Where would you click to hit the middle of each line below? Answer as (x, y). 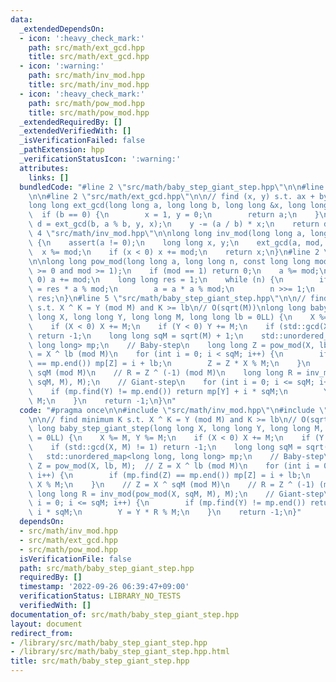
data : (21, 19)
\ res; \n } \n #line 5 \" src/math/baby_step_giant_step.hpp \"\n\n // (167, 299)
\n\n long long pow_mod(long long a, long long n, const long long (169, 261)
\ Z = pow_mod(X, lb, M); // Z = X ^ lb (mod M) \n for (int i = (174, 466)
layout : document (46, 624)
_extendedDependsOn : (62, 29)
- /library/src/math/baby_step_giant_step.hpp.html (120, 652)
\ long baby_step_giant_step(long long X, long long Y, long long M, (176, 429)
